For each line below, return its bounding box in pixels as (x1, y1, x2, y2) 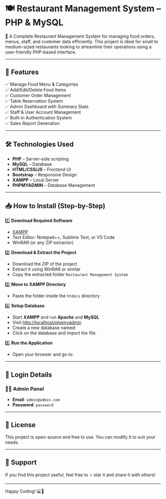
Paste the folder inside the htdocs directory (12, 293, 100, 299)
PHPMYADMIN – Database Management (12, 182, 95, 188)
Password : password (12, 402, 54, 408)
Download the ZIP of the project (12, 261, 78, 267)
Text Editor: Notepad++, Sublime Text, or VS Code (12, 234, 115, 240)
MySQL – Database (12, 161, 52, 167)
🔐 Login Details (5, 370, 52, 379)
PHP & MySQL (5, 17, 64, 28)
